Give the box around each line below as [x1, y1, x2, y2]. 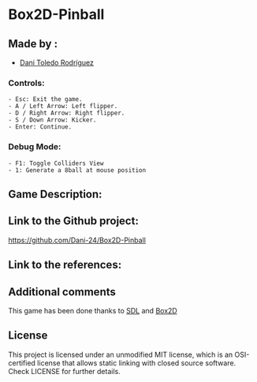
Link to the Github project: [8, 215, 140, 228]
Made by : [8, 37, 58, 51]
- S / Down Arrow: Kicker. [8, 116, 97, 124]
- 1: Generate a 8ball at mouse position [8, 166, 147, 174]
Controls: [8, 77, 45, 88]
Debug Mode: [8, 141, 61, 152]
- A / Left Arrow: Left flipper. [8, 103, 118, 110]
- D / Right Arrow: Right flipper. [8, 109, 125, 118]
